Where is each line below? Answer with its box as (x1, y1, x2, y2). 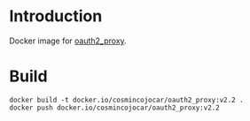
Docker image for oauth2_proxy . (9, 35, 127, 46)
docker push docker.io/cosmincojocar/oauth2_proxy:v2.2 (9, 103, 220, 112)
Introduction (9, 6, 103, 26)
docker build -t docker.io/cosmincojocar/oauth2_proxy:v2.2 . (9, 95, 244, 104)
